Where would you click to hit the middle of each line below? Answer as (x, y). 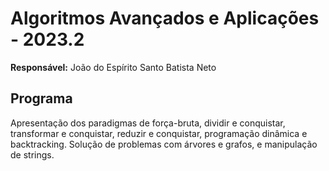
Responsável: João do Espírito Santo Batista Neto (113, 67)
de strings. (32, 154)
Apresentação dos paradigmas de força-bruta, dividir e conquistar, (148, 123)
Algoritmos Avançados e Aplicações (165, 18)
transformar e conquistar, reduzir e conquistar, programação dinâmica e (159, 133)
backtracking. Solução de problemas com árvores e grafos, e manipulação (164, 144)
